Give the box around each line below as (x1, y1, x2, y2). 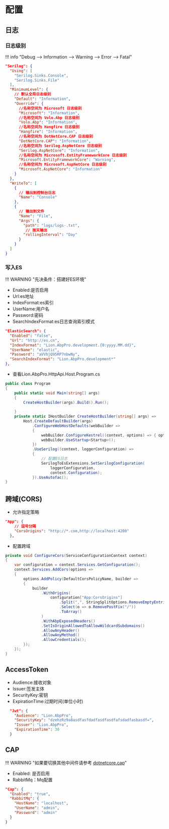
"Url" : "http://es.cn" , (10, 338, 59, 343)
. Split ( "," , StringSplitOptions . (59, 600, 129, 605)
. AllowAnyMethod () (41, 632, 80, 637)
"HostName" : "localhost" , (14, 801, 69, 806)
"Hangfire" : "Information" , (18, 129, 78, 135)
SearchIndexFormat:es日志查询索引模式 (12, 318, 95, 325)
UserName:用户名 (12, 306, 50, 312)
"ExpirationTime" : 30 (14, 727, 59, 732)
